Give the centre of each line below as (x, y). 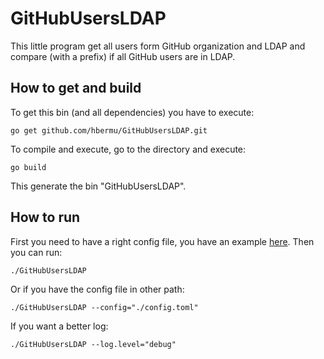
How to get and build (76, 88)
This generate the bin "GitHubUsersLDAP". (98, 186)
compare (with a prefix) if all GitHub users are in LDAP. (123, 56)
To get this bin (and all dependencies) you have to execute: (132, 112)
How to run (45, 217)
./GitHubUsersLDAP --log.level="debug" (93, 344)
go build (28, 167)
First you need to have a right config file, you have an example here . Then (162, 241)
